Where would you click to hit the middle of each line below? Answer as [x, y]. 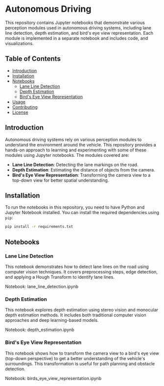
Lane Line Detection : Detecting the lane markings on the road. [75, 165]
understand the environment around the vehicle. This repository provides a [81, 145]
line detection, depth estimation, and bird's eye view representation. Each [79, 33]
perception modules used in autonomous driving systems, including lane [78, 27]
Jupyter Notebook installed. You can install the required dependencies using [82, 213]
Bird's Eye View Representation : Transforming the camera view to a [81, 175]
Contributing [25, 107]
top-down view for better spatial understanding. [60, 180]
